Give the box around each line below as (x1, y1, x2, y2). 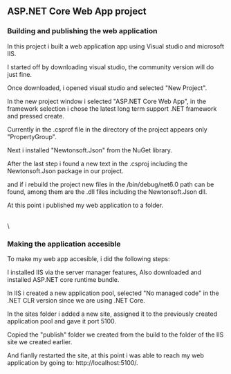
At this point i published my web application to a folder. (7, 201, 164, 209)
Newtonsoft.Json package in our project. (7, 166, 124, 175)
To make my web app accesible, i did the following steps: (7, 254, 170, 262)
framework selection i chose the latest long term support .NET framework (7, 104, 217, 113)
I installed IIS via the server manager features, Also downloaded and (7, 268, 202, 276)
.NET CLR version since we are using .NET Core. (7, 296, 145, 304)
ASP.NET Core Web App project (7, 6, 147, 17)
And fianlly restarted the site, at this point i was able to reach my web (7, 351, 204, 359)
